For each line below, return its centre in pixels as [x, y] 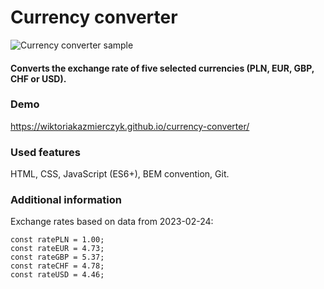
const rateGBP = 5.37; [57, 257]
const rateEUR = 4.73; [57, 249]
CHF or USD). [38, 78]
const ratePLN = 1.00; [57, 240]
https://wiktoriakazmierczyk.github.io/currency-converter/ [130, 126]
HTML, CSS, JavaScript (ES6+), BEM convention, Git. [120, 174]
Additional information [66, 200]
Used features [45, 152]
